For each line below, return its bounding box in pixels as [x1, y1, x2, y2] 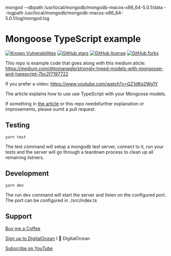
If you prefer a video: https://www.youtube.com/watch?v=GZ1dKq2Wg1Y [5, 80, 158, 87]
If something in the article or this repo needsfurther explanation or [5, 100, 144, 106]
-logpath [5, 10, 24, 16]
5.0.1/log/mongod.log [5, 15, 50, 21]
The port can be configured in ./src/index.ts [5, 197, 97, 203]
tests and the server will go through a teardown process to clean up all [5, 148, 154, 155]
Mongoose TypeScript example [5, 33, 141, 45]
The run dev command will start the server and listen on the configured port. [5, 191, 166, 198]
